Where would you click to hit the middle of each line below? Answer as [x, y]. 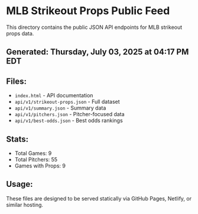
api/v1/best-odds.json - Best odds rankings [69, 121]
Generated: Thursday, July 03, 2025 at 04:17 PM [98, 52]
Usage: [20, 184]
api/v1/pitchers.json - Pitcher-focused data [70, 114]
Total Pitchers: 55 [36, 159]
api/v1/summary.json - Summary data [60, 108]
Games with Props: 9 [40, 166]
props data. [20, 33]
